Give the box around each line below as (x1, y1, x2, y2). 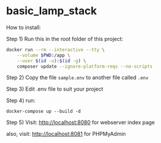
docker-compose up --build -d (6, 109, 81, 115)
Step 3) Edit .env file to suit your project (6, 85, 103, 93)
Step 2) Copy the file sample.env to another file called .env (6, 74, 149, 81)
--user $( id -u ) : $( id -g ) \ (17, 58, 86, 63)
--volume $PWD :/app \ (17, 52, 70, 58)
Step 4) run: (6, 97, 36, 104)
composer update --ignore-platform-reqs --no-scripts (17, 63, 153, 69)
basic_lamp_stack (6, 4, 97, 18)
